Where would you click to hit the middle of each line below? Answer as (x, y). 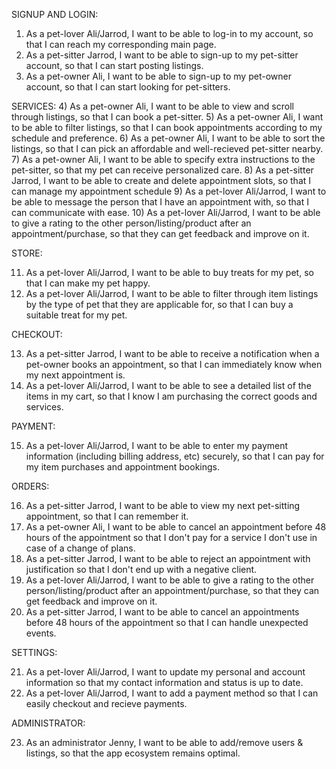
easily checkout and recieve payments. (106, 703)
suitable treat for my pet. (76, 315)
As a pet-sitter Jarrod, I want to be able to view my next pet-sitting (163, 505)
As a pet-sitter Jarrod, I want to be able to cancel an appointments (162, 612)
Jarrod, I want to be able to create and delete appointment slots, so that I (161, 180)
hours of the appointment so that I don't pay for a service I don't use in (171, 537)
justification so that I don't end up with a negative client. (141, 569)
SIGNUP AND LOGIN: (55, 14)
